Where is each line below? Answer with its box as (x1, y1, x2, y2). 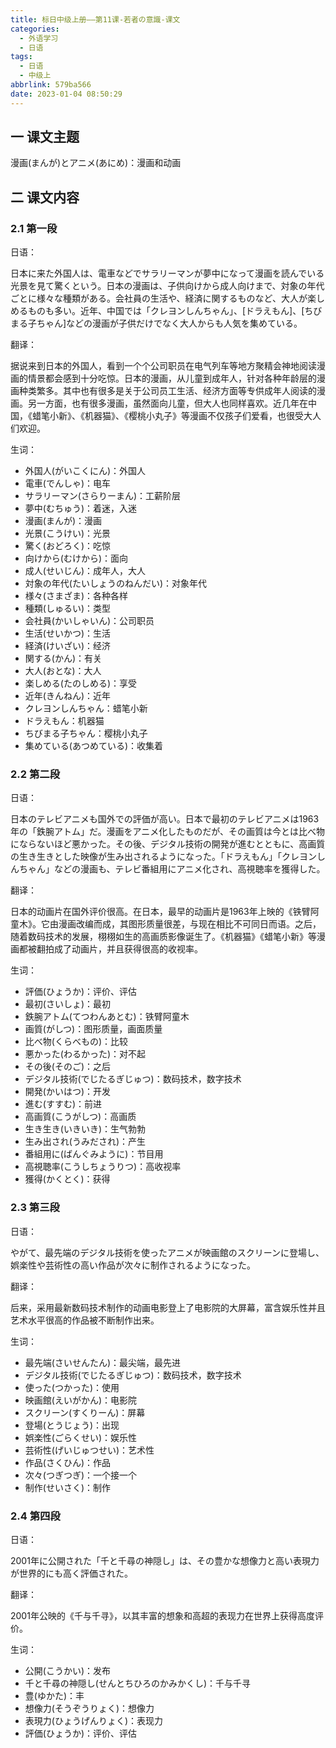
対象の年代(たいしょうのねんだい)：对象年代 (24, 577, 208, 590)
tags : (10, 52, 33, 62)
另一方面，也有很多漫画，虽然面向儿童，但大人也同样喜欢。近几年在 (27, 397, 308, 410)
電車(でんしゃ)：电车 (24, 477, 112, 490)
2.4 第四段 (10, 1509, 61, 1523)
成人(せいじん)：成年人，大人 (24, 565, 147, 577)
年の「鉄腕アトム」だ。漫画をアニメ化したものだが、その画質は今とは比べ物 (10, 826, 326, 838)
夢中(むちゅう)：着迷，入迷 (24, 502, 138, 515)
